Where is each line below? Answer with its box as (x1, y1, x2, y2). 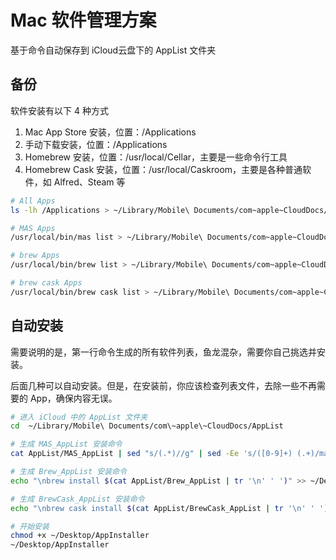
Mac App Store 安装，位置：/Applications (24, 126, 197, 138)
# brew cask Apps (10, 278, 83, 288)
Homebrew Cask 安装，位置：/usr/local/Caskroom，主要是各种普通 (24, 163, 303, 175)
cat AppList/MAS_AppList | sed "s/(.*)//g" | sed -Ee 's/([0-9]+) (10, 449, 293, 459)
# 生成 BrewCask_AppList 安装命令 (10, 494, 145, 504)
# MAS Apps (10, 223, 56, 233)
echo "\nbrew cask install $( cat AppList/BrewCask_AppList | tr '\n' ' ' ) (10, 503, 329, 513)
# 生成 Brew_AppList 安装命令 (10, 467, 127, 477)
